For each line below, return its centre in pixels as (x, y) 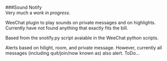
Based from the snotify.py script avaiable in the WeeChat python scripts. (82, 38)
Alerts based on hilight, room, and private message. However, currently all (84, 48)
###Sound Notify (24, 7)
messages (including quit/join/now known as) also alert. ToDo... (72, 53)
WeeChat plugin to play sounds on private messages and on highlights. (80, 23)
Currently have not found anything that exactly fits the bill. (67, 28)
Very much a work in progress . (38, 13)
